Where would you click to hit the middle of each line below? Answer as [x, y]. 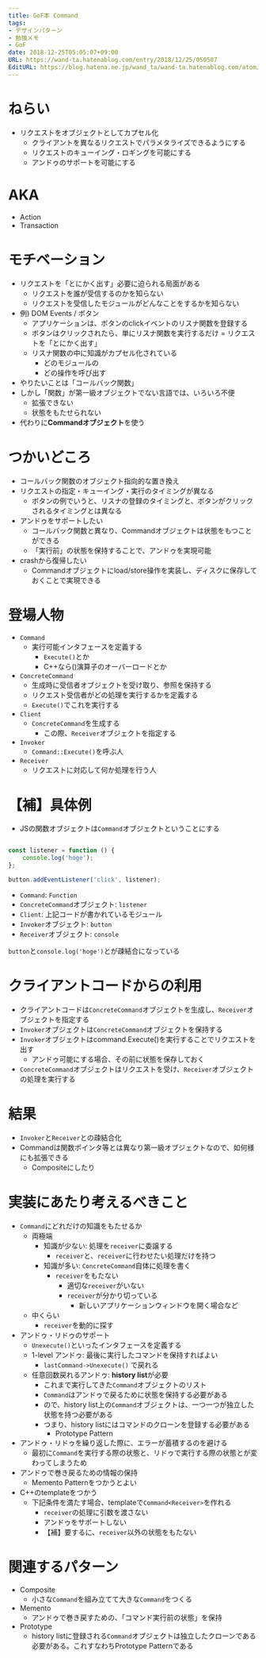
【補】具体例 [50, 805]
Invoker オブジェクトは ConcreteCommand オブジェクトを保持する [121, 1029]
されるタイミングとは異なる [77, 511]
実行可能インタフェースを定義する [87, 647]
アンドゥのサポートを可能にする [84, 162]
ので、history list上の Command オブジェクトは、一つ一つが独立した [149, 1404]
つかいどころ [50, 457]
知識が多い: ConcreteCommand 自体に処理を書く [117, 1265]
